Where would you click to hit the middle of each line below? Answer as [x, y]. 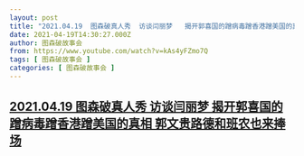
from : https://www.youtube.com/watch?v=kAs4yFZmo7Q [109, 51]
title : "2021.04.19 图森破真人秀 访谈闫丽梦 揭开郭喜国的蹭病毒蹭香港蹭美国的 [151, 26]
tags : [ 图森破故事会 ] [50, 60]
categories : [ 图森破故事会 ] [62, 69]
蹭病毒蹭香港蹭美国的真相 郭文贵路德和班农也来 [142, 124]
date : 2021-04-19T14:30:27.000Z [70, 34]
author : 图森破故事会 [46, 43]
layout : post [34, 18]
